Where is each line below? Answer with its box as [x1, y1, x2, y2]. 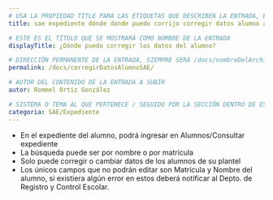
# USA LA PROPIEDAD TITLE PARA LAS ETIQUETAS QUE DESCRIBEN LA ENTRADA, [8, 11, 260, 20]
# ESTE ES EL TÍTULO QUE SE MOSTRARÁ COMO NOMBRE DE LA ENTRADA [8, 34, 231, 42]
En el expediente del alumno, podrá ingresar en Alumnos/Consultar [19, 130, 245, 140]
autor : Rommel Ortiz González [8, 86, 111, 94]
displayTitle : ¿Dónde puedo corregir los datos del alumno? [8, 41, 217, 49]
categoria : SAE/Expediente [8, 108, 100, 116]
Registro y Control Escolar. [19, 181, 110, 191]
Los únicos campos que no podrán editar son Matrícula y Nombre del [19, 164, 253, 174]
